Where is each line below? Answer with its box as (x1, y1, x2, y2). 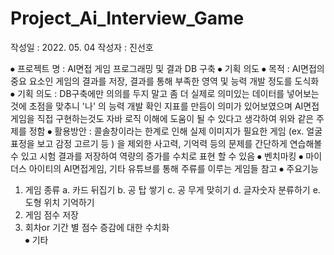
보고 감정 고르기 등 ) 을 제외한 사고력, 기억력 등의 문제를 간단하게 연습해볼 (36, 137, 323, 149)
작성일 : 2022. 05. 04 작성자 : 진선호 (10, 41, 154, 53)
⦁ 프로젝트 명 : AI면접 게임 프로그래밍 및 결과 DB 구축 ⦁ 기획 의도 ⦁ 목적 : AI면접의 (10, 62, 325, 74)
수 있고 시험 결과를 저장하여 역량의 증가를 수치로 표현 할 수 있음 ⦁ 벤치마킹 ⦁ (10, 150, 304, 162)
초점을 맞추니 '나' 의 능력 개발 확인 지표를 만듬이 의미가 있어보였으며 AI (28, 100, 304, 112)
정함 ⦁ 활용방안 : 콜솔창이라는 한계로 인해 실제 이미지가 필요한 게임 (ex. (28, 125, 305, 137)
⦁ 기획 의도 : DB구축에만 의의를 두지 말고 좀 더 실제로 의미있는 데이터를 (10, 87, 285, 99)
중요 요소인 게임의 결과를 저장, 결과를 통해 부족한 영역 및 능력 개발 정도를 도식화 (10, 75, 320, 87)
